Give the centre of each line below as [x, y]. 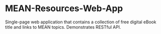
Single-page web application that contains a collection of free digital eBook [81, 22]
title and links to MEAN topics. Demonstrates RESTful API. [63, 27]
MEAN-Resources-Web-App [64, 8]
